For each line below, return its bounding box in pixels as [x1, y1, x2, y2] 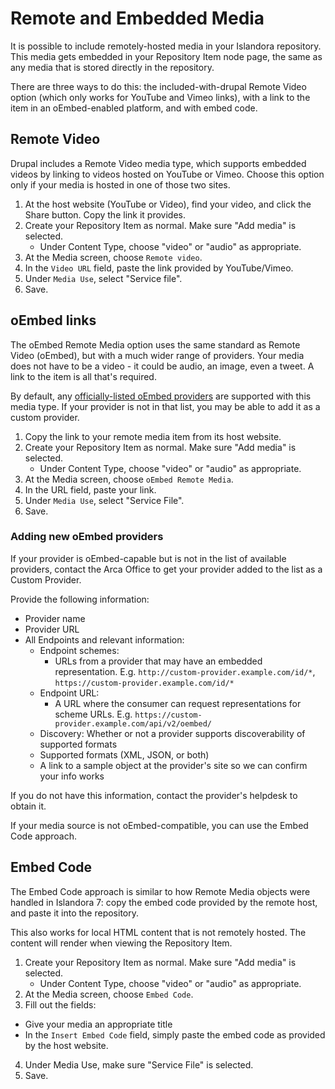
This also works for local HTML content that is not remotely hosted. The [10, 926, 307, 938]
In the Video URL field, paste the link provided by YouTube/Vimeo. [24, 262, 294, 274]
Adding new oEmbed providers [10, 530, 164, 544]
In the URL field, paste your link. [24, 483, 157, 496]
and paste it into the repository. [10, 907, 140, 919]
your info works [39, 770, 105, 782]
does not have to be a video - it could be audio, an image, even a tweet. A [10, 360, 315, 372]
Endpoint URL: [39, 687, 100, 699]
